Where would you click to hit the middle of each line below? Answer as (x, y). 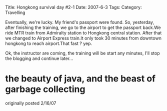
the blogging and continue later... (39, 58)
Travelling (15, 12)
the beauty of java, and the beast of (80, 79)
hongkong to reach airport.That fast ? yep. (49, 43)
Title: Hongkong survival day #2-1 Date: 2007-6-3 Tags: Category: (73, 7)
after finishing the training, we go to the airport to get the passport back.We (83, 27)
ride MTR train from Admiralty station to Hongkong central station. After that (83, 33)
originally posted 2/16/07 (31, 103)
